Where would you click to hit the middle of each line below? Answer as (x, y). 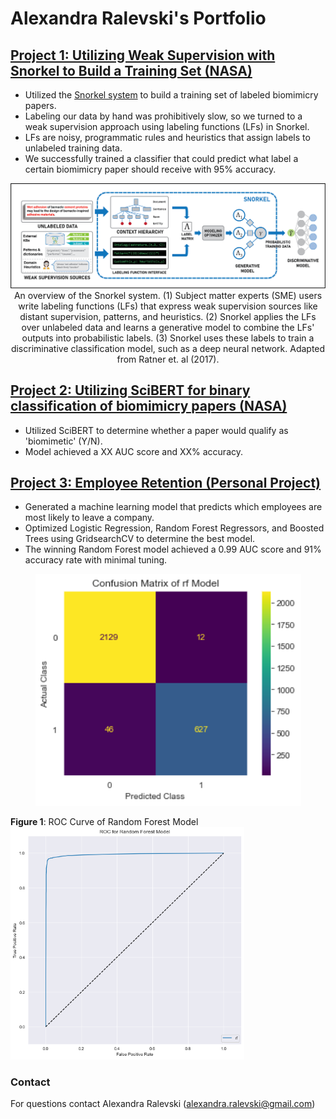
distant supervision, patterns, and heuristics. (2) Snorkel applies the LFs (168, 316)
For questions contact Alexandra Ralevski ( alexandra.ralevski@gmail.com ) (163, 1103)
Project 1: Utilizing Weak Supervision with (143, 55)
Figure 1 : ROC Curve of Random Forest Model (104, 822)
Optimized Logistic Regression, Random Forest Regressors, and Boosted (174, 528)
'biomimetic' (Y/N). (63, 441)
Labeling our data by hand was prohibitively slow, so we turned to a (163, 116)
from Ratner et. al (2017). (168, 359)
